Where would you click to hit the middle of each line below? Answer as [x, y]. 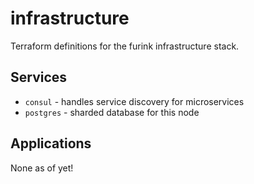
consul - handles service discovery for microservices [134, 101]
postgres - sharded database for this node [112, 112]
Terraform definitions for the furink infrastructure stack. [125, 46]
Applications [51, 143]
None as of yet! [42, 168]
